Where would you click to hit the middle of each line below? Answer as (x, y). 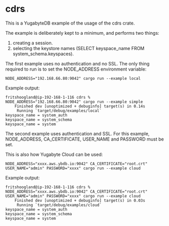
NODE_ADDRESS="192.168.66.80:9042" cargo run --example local (73, 78)
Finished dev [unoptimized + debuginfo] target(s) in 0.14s (80, 106)
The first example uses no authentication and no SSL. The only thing (78, 63)
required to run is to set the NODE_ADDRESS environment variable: (76, 69)
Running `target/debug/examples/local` (59, 110)
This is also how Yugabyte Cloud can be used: (54, 154)
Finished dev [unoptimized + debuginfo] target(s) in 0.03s (80, 200)
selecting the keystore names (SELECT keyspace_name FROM (79, 48)
